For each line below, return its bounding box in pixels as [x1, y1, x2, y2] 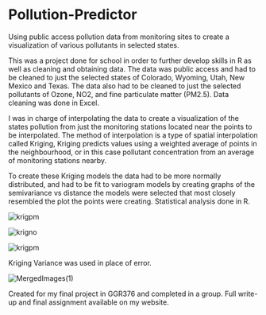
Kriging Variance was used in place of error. [8, 258, 152, 267]
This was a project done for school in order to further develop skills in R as [8, 56, 252, 65]
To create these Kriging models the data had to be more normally [8, 171, 222, 181]
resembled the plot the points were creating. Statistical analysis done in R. [8, 196, 250, 206]
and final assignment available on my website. [18, 297, 169, 307]
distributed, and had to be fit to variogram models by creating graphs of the [8, 179, 256, 189]
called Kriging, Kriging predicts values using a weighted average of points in [8, 138, 257, 148]
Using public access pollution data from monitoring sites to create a [8, 32, 230, 41]
